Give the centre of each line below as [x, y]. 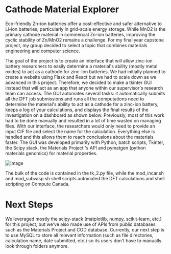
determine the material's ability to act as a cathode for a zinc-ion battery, [82, 104]
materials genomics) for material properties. [52, 153]
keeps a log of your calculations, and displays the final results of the [77, 110]
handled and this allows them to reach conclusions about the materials [80, 137]
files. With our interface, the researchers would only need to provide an [80, 126]
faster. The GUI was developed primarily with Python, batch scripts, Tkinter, [85, 142]
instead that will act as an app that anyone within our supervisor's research [84, 88]
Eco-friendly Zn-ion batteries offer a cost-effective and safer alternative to [84, 24]
